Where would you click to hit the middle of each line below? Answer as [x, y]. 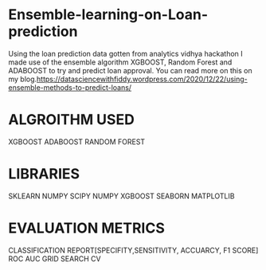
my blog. [23, 79]
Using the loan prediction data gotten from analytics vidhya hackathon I [125, 53]
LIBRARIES [44, 174]
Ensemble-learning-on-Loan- [108, 15]
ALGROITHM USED [72, 120]
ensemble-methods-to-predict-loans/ [70, 87]
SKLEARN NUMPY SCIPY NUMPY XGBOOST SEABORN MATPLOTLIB [121, 196]
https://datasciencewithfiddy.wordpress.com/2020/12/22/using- [142, 79]
